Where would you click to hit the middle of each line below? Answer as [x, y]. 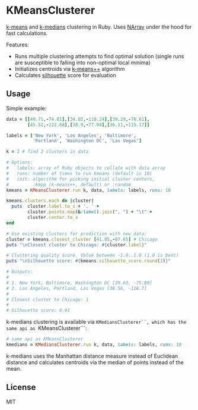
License [21, 387]
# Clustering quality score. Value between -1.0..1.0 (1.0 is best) [92, 256]
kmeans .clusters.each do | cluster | [50, 201]
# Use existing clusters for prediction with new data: [76, 234]
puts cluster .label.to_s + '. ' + [55, 206]
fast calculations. [27, 33]
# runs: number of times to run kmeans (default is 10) [79, 173]
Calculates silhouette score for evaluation [66, 75]
